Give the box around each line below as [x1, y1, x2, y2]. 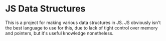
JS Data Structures [5, 3, 86, 14]
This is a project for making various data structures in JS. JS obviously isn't [5, 19, 161, 25]
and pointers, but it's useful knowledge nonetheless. [5, 30, 114, 36]
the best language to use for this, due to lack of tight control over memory [5, 24, 158, 30]
